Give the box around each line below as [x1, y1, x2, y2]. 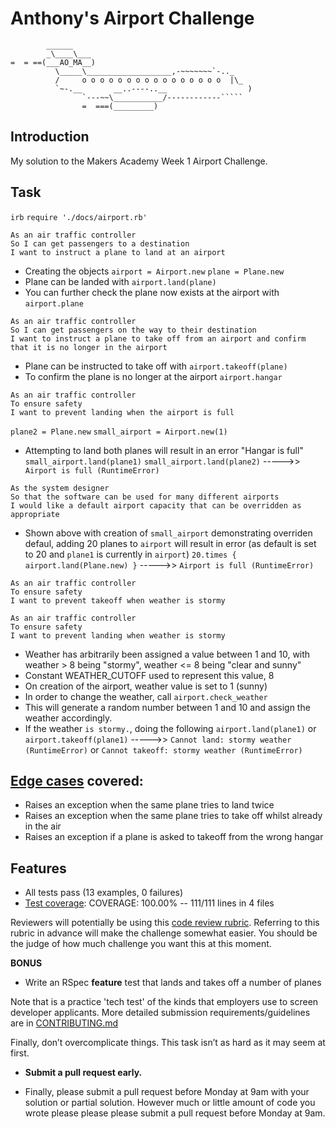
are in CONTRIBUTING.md [10, 1017, 119, 1029]
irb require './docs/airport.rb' [10, 212, 148, 222]
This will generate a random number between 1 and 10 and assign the [24, 701, 311, 713]
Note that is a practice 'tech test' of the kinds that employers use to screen [10, 996, 319, 1008]
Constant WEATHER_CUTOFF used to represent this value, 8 [24, 669, 275, 681]
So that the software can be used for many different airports [10, 492, 280, 502]
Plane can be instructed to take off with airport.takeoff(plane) [24, 360, 288, 372]
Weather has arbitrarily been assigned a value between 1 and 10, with [24, 648, 311, 660]
